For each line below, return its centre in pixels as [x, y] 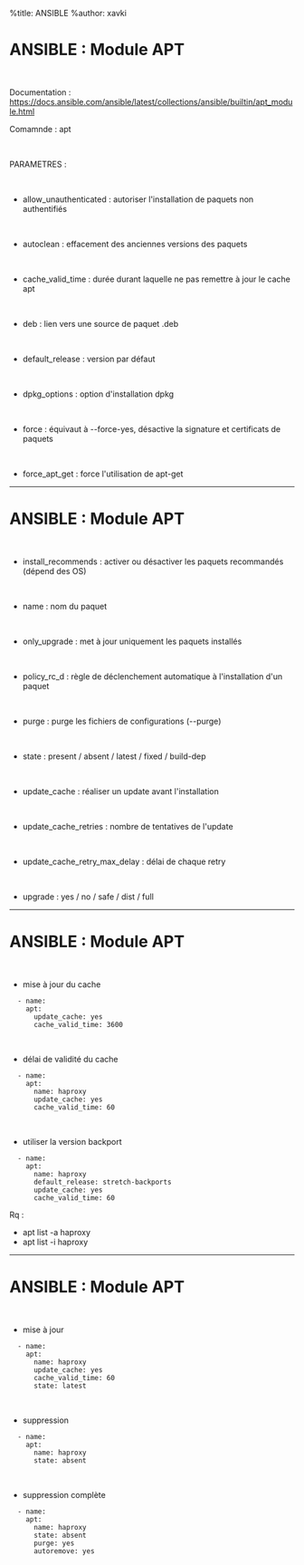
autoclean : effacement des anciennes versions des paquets [135, 244]
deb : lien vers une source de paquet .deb [100, 323]
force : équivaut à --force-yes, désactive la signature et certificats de [152, 428]
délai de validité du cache [70, 1059]
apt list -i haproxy [55, 1242]
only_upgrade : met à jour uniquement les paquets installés [132, 641]
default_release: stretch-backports [102, 1182]
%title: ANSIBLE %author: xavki [68, 13]
